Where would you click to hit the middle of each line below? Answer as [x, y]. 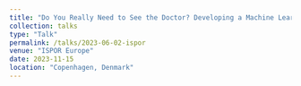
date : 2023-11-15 [42, 59]
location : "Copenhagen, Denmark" [72, 68]
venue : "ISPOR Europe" [52, 51]
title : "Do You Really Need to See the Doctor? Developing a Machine [142, 17]
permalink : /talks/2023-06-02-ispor [77, 43]
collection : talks [43, 26]
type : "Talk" [34, 34]
